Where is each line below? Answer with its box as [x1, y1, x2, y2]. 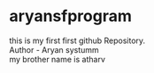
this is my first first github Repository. [9, 35, 146, 46]
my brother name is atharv [9, 54, 106, 64]
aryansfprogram [9, 6, 133, 26]
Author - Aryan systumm [9, 44, 99, 55]
